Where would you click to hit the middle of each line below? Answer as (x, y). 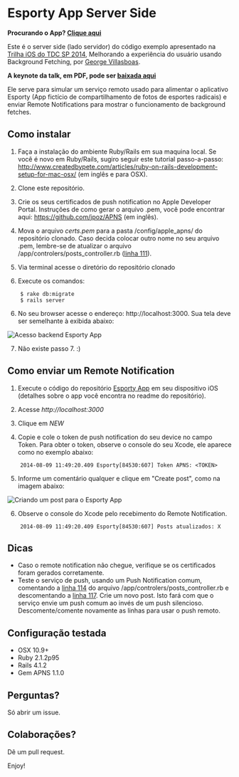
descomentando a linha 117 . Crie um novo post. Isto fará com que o (116, 596)
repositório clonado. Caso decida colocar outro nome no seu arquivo (118, 238)
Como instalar (39, 134)
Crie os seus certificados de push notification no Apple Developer (114, 201)
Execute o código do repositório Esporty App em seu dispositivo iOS (118, 388)
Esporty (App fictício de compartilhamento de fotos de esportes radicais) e (117, 97)
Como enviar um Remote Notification (91, 371)
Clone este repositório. (51, 188)
